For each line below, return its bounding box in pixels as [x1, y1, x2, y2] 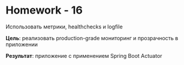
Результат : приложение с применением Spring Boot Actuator [5, 52, 162, 59]
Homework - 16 [5, 4, 83, 17]
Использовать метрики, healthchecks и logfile [5, 23, 123, 30]
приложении [5, 41, 38, 48]
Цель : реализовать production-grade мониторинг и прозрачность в [5, 34, 179, 41]
